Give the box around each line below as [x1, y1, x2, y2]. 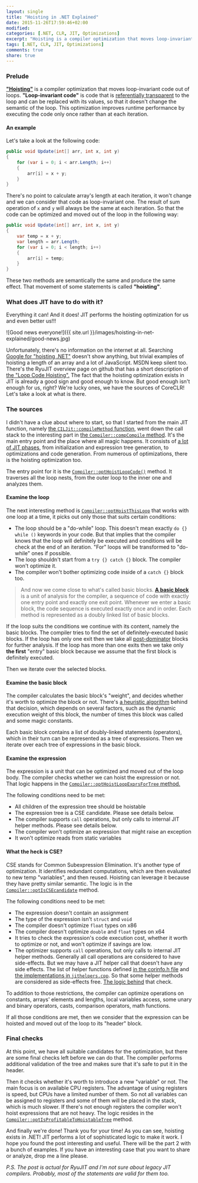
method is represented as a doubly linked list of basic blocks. [20, 611, 170, 618]
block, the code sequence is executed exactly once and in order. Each [20, 605, 192, 612]
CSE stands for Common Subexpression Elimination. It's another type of [6, 861, 181, 868]
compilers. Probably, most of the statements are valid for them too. [6, 1169, 169, 1177]
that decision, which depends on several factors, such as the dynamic [6, 704, 176, 712]
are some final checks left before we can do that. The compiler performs [6, 1054, 183, 1061]
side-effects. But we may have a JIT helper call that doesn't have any [14, 959, 183, 966]
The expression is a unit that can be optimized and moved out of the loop [6, 768, 184, 775]
